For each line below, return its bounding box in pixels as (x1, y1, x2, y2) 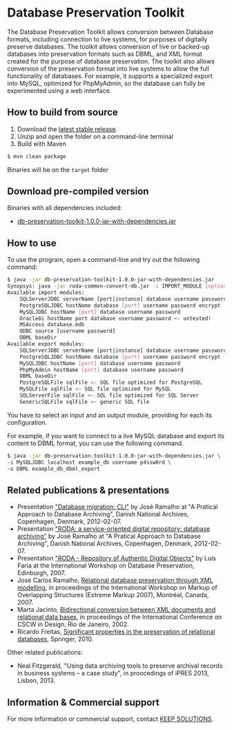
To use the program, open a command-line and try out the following (7, 256, 200, 264)
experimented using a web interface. (7, 86, 112, 95)
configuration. (7, 418, 47, 427)
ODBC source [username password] (19, 328, 116, 335)
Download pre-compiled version (7, 185, 149, 198)
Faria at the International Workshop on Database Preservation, (17, 561, 195, 570)
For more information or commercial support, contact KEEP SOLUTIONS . (7, 715, 214, 723)
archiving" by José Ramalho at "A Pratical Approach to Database (17, 532, 202, 541)
